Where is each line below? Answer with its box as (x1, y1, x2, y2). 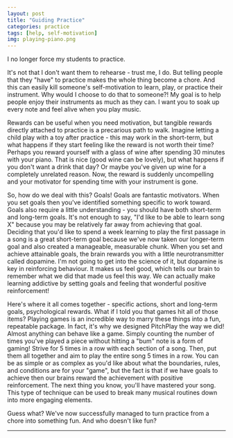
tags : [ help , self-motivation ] (7, 29, 98, 37)
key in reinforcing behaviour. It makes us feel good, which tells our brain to (7, 265, 221, 273)
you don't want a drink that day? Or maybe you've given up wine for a (7, 163, 207, 171)
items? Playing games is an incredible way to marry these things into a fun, (7, 315, 221, 323)
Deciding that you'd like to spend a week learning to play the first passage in (7, 228, 226, 236)
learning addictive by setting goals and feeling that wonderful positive (7, 279, 207, 288)
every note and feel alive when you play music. (7, 105, 141, 114)
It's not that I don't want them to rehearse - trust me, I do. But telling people (7, 69, 223, 77)
